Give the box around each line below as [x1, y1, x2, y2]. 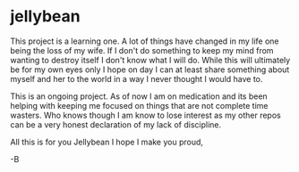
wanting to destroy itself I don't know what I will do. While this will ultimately [10, 54, 291, 65]
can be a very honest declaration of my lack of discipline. [10, 119, 222, 130]
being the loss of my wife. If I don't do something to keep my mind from [10, 45, 274, 55]
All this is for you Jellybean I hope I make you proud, [10, 136, 204, 147]
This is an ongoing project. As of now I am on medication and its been [10, 91, 268, 102]
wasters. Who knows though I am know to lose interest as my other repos [10, 110, 281, 120]
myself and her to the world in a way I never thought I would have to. [10, 73, 263, 84]
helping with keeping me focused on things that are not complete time [10, 100, 269, 111]
